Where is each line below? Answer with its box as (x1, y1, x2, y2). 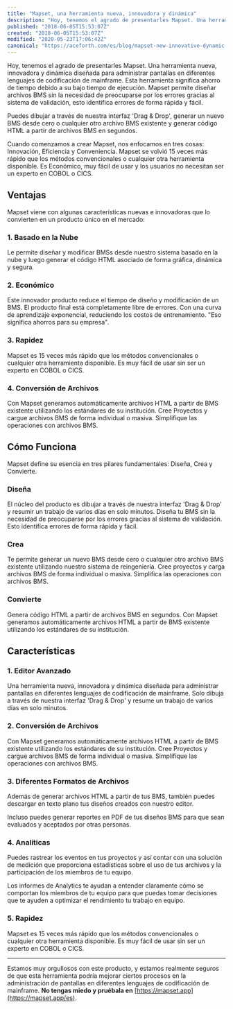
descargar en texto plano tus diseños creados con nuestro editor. (7, 799, 194, 808)
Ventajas (7, 189, 46, 201)
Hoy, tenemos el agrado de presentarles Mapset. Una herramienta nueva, (7, 62, 217, 69)
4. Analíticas (7, 837, 51, 847)
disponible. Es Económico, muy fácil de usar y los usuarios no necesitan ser (7, 162, 224, 170)
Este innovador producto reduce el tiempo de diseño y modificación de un (7, 296, 219, 304)
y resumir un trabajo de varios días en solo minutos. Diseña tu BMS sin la (7, 508, 216, 516)
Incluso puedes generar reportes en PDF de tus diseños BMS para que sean (7, 813, 225, 821)
